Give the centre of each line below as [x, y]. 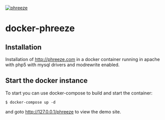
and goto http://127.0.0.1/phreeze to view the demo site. [63, 111]
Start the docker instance [47, 81]
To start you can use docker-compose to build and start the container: [79, 93]
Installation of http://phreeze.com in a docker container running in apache [83, 59]
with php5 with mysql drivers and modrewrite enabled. [62, 65]
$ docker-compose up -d [31, 102]
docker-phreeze [40, 28]
